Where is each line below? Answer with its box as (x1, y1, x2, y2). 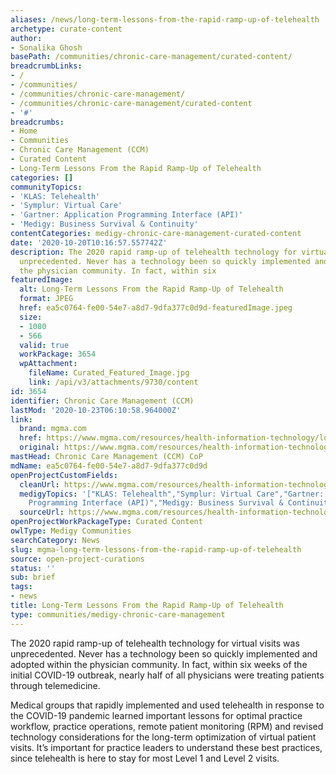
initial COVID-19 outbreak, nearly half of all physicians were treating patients (10, 669, 325, 681)
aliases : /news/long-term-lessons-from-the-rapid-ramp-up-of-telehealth (10, 14, 320, 25)
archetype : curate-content (10, 24, 123, 34)
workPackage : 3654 (19, 349, 97, 360)
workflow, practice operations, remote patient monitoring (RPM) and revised (10, 720, 324, 732)
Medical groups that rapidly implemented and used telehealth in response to (10, 699, 325, 711)
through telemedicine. (10, 679, 101, 691)
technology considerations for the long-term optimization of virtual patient (10, 731, 317, 743)
